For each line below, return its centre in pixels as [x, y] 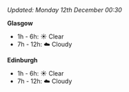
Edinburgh [22, 60]
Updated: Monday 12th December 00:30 [64, 10]
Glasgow [20, 23]
